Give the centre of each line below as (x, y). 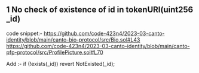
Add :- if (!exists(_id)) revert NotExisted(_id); (61, 64)
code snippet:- (25, 33)
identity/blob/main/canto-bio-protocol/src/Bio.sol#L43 (73, 39)
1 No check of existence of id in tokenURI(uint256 (100, 10)
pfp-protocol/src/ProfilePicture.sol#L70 (55, 52)
